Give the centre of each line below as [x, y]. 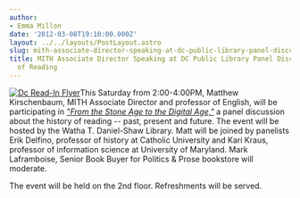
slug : [19, 51]
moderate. [28, 168]
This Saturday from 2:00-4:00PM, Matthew [159, 92]
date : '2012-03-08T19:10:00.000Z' [74, 34]
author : [24, 17]
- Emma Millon [36, 26]
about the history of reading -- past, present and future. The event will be [144, 120]
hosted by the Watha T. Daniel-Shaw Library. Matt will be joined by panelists [150, 130]
